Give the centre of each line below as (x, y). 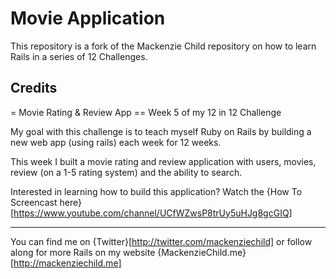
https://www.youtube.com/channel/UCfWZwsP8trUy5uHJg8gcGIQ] (153, 213)
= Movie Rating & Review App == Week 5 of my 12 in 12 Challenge (146, 112)
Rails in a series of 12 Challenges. (79, 56)
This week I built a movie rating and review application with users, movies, (163, 161)
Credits (34, 88)
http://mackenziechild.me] (67, 263)
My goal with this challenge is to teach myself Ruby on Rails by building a (161, 131)
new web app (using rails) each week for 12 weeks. (116, 142)
